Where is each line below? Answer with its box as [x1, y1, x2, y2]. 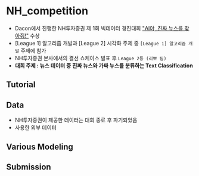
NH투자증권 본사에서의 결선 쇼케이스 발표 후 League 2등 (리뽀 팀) [14, 54, 167, 61]
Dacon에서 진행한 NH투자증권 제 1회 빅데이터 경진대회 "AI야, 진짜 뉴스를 [14, 24, 184, 32]
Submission [6, 162, 52, 172]
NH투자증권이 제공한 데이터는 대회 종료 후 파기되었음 [14, 116, 138, 123]
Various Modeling [6, 141, 73, 152]
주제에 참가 [20, 47, 46, 54]
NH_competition [6, 4, 88, 18]
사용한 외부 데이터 [14, 124, 57, 131]
